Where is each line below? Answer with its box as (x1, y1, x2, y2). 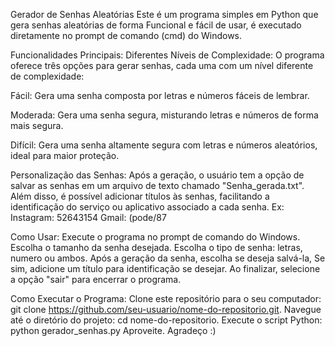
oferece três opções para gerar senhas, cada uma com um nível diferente (10, 60, 314, 71)
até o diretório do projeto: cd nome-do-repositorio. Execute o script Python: (10, 314, 323, 326)
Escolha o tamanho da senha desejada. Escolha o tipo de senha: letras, (10, 242, 303, 253)
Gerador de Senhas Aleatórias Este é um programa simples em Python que (10, 9, 319, 20)
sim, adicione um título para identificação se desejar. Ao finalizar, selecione (10, 263, 321, 274)
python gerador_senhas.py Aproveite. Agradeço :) (10, 325, 217, 336)
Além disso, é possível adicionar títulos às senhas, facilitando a (10, 190, 270, 202)
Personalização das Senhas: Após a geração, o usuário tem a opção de (10, 169, 305, 181)
